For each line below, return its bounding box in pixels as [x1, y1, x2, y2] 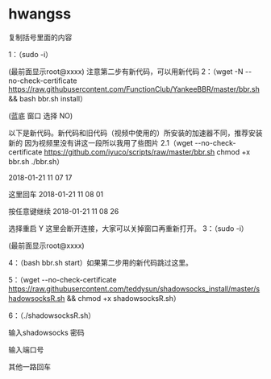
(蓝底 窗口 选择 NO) [8, 110, 73, 121]
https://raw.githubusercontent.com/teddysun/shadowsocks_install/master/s [8, 283, 261, 294]
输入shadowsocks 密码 [8, 328, 85, 337]
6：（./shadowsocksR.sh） [8, 311, 96, 320]
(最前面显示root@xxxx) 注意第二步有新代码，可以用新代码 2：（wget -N [8, 66, 244, 76]
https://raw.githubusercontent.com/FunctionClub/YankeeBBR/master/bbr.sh [8, 84, 260, 93]
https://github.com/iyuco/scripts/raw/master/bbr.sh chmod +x [44, 146, 251, 157]
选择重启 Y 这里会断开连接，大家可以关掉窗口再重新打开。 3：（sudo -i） [8, 223, 248, 233]
